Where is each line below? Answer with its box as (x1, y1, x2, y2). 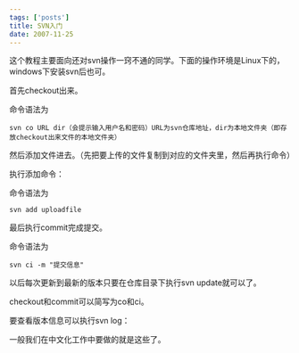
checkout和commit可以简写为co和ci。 (9, 296, 149, 308)
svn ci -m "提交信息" (9, 260, 85, 270)
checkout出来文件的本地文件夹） (15, 133, 121, 143)
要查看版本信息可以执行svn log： (9, 316, 130, 326)
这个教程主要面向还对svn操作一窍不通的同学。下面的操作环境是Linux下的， (9, 55, 286, 66)
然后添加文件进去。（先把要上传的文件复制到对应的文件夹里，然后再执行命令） (9, 150, 295, 160)
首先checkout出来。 (9, 86, 83, 96)
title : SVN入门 (9, 21, 63, 30)
